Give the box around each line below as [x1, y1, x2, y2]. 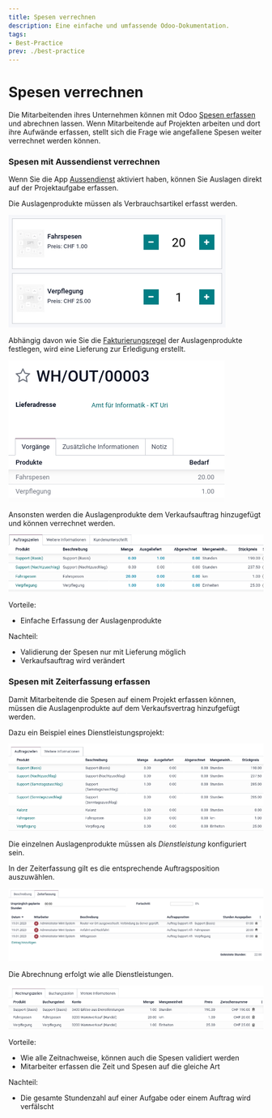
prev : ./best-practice [8, 47, 85, 56]
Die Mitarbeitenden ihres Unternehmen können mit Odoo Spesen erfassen [8, 110, 256, 120]
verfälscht [19, 1101, 54, 1111]
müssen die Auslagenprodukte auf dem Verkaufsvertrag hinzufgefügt [8, 703, 240, 713]
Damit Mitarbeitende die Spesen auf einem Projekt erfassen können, [8, 694, 236, 705]
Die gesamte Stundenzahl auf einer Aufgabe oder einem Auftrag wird [19, 1093, 251, 1103]
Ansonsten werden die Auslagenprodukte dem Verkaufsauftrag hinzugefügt [8, 510, 261, 520]
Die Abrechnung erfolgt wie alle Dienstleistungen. [8, 970, 174, 979]
